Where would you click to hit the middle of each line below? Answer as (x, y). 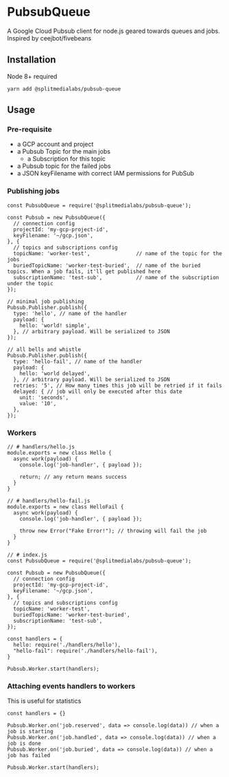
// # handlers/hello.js (41, 447)
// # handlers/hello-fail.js (49, 501)
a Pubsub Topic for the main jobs (64, 152)
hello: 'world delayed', (55, 373)
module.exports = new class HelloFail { (66, 507)
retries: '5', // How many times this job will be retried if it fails (118, 385)
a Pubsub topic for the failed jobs (64, 166)
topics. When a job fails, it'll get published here (84, 272)
